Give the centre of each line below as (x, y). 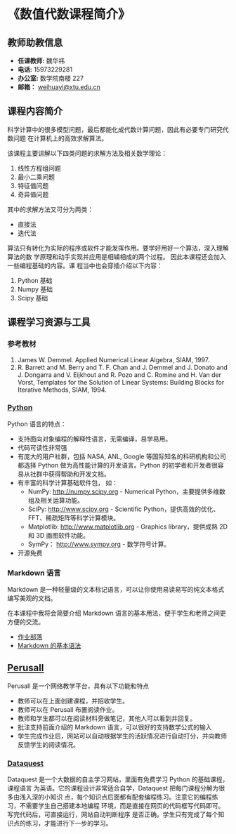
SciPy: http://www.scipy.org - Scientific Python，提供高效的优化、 (124, 509)
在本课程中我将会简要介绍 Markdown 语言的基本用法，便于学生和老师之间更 (117, 613)
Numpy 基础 (35, 289)
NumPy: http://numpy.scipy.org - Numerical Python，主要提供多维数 (127, 491)
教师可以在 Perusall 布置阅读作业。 (68, 709)
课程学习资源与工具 (49, 323)
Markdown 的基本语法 (49, 646)
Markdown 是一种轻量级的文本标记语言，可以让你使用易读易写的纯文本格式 (116, 590)
